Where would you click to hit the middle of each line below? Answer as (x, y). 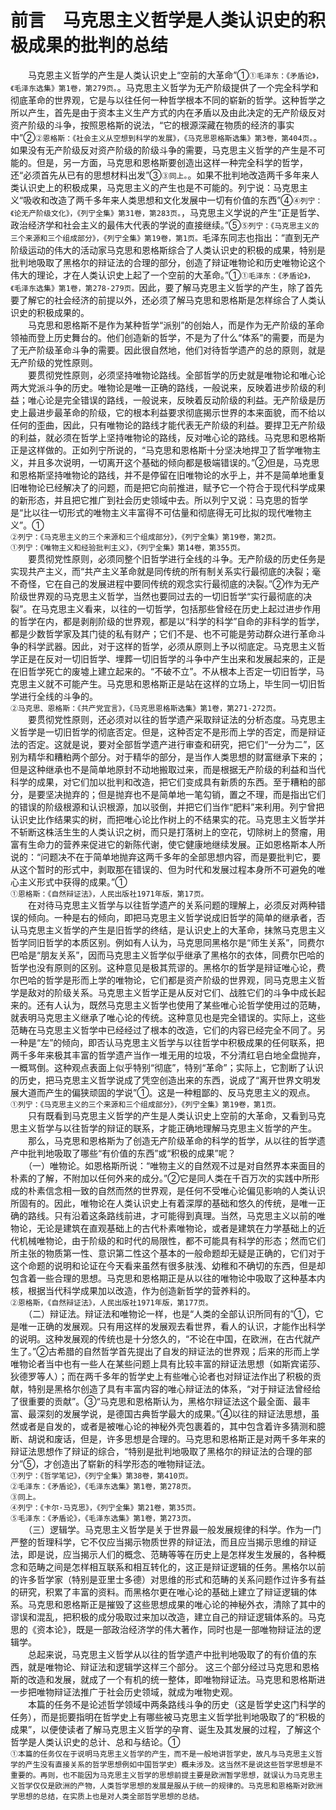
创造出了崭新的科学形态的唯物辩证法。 (131, 1463)
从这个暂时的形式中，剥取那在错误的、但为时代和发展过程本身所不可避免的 (163, 869)
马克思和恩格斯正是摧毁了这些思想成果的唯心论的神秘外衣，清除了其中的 (176, 1604)
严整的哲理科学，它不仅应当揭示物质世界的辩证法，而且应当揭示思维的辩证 (163, 1542)
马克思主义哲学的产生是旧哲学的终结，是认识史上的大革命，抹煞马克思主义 (172, 930)
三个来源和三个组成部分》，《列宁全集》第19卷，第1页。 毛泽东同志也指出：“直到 (156, 237)
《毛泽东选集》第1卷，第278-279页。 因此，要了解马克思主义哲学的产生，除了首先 (166, 287)
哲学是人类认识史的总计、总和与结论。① (95, 1742)
